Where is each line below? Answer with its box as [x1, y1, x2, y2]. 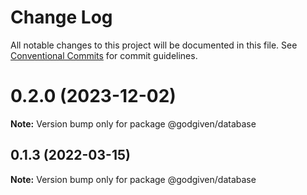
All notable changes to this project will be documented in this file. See [10, 39, 298, 51]
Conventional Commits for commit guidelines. [10, 49, 198, 61]
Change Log [10, 6, 113, 29]
